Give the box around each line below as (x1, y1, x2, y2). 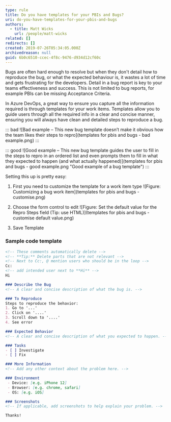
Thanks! (5, 413, 22, 418)
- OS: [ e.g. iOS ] (7, 390, 44, 395)
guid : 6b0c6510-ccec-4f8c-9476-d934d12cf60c (5, 55, 101, 60)
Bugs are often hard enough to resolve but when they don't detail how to (5, 69, 158, 75)
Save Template (12, 225, 44, 231)
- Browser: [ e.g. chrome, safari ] (7, 385, 81, 390)
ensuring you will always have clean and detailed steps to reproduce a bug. (5, 117, 163, 123)
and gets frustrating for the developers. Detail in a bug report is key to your (5, 80, 162, 86)
